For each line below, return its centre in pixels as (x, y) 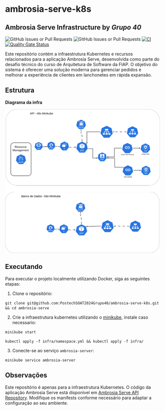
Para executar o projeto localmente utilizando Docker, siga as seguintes (77, 279)
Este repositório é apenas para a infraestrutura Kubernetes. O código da (78, 387)
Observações (26, 375)
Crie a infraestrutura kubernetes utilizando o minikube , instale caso (80, 317)
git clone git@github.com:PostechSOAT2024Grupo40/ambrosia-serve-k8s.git (82, 303)
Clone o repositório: (32, 293)
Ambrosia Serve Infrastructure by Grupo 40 (73, 27)
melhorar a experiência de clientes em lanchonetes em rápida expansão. (79, 75)
